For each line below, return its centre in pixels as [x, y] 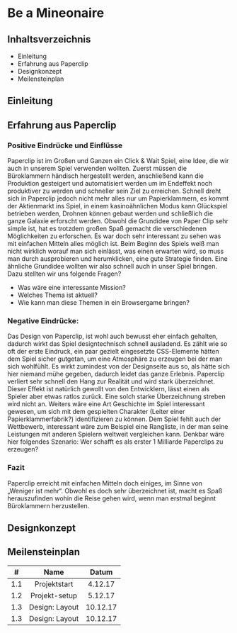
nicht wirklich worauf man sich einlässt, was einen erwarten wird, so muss [116, 251]
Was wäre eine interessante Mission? [71, 288]
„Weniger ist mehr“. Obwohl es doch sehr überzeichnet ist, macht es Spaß [115, 491]
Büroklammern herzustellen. [48, 505]
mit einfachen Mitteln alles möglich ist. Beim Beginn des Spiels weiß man [113, 244]
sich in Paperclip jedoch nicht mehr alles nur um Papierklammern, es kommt [118, 198]
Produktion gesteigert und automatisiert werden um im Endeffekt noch [110, 184]
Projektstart [54, 584]
